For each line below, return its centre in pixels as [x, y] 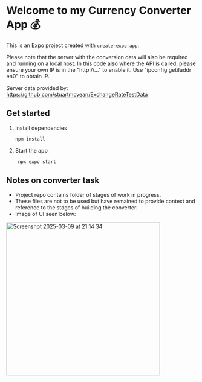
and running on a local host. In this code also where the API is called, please [101, 63]
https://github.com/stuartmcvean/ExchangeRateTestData [77, 94]
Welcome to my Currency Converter [99, 11]
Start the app [31, 150]
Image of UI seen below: [45, 214]
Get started [28, 113]
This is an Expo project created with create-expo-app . [73, 45]
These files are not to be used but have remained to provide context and [105, 201]
